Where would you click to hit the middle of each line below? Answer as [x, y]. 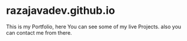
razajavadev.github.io [61, 11]
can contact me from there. [39, 32]
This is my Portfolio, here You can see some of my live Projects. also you [94, 27]
